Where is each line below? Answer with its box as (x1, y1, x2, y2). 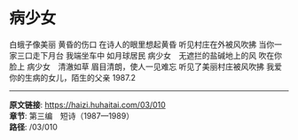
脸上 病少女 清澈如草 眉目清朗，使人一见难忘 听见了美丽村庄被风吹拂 (9, 61, 264, 72)
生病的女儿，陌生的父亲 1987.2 (24, 72, 136, 82)
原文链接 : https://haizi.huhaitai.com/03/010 (9, 99, 166, 110)
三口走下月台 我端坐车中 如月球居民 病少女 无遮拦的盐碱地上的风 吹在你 (16, 50, 282, 60)
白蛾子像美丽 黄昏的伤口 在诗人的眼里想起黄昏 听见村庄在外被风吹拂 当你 (9, 39, 275, 50)
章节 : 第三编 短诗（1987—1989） (9, 110, 135, 121)
